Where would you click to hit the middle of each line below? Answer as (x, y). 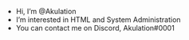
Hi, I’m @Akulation (46, 11)
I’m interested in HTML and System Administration (98, 20)
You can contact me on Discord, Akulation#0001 (95, 28)
